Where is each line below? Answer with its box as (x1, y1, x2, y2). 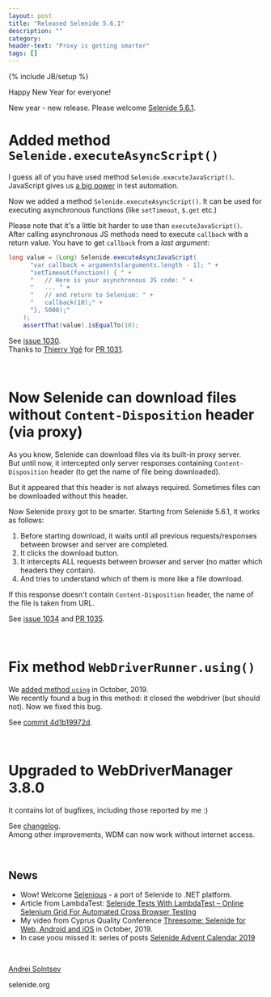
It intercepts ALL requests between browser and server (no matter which (19, 556, 263, 566)
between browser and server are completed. (19, 539, 169, 549)
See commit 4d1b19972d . (8, 717, 93, 727)
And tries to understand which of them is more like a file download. (19, 573, 244, 583)
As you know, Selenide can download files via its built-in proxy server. (8, 450, 241, 459)
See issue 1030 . (8, 336, 61, 345)
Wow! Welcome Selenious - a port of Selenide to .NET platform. (19, 890, 232, 900)
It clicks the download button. (19, 547, 120, 558)
